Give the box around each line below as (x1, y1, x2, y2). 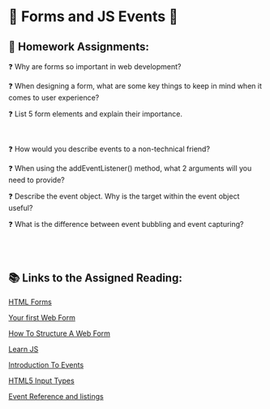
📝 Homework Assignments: (8, 40, 150, 54)
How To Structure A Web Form (8, 329, 111, 338)
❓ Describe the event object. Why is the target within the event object (8, 191, 240, 201)
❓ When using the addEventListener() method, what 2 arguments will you (8, 163, 252, 173)
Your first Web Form (8, 312, 75, 322)
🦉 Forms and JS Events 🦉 (8, 7, 178, 26)
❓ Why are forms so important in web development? (8, 62, 182, 72)
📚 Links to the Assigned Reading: (8, 272, 182, 285)
